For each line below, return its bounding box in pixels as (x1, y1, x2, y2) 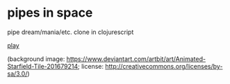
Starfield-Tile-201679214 (7, 62, 79, 70)
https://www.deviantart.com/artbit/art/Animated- (66, 54, 206, 63)
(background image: (7, 54, 65, 63)
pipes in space (7, 5, 93, 21)
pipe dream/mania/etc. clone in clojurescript (7, 28, 134, 36)
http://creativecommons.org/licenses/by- (105, 62, 223, 70)
